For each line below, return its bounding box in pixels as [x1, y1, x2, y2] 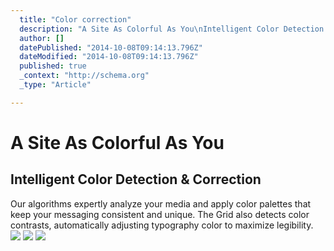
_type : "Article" [19, 80, 92, 90]
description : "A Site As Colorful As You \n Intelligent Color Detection [19, 24, 325, 34]
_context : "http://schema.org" [19, 71, 150, 81]
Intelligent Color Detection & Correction [10, 171, 262, 188]
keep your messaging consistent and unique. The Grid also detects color [10, 208, 310, 220]
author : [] [19, 33, 65, 43]
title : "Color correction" [19, 14, 132, 25]
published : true [19, 61, 87, 71]
